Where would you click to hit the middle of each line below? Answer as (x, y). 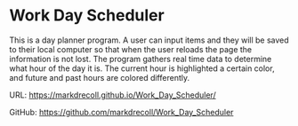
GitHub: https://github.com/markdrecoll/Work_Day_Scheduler (121, 112)
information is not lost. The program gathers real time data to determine (141, 59)
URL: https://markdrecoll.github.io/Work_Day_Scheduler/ (113, 95)
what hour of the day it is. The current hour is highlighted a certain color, (142, 68)
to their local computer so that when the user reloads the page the (131, 49)
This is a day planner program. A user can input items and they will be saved (149, 40)
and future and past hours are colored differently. (99, 77)
